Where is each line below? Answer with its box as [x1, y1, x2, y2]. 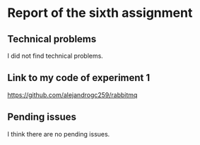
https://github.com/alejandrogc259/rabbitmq [7, 90, 138, 99]
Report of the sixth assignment [7, 5, 193, 21]
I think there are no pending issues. [7, 130, 110, 138]
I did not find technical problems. [7, 51, 104, 60]
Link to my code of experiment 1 [7, 72, 151, 84]
